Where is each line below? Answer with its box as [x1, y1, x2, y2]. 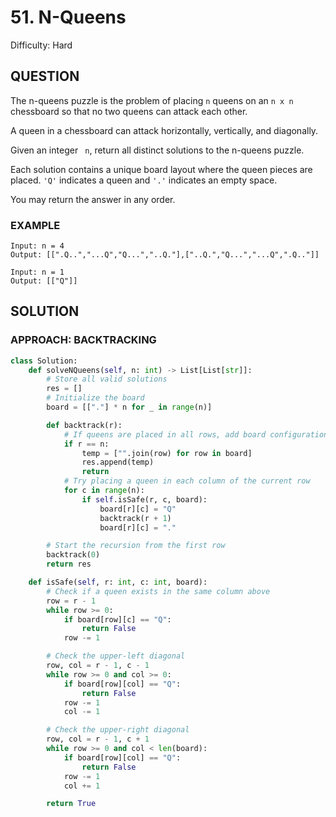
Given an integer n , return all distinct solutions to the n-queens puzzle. [10, 144, 305, 156]
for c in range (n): [63, 486, 145, 496]
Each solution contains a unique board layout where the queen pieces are [10, 163, 313, 175]
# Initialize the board [46, 393, 145, 403]
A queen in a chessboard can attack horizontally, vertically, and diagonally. [10, 124, 319, 136]
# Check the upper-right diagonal [46, 725, 190, 735]
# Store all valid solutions [46, 374, 168, 385]
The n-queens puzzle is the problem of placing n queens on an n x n [10, 94, 294, 106]
